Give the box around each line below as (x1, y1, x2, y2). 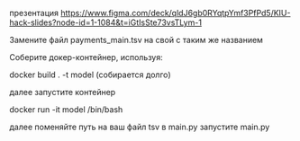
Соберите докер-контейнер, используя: (9, 52, 164, 62)
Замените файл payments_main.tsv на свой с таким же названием (9, 35, 264, 45)
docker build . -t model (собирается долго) (9, 69, 171, 80)
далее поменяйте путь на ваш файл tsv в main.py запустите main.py (9, 121, 270, 132)
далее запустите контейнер (9, 87, 116, 97)
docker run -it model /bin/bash (9, 104, 123, 115)
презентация (9, 8, 59, 18)
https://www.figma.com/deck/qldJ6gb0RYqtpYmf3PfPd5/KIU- (60, 8, 291, 18)
